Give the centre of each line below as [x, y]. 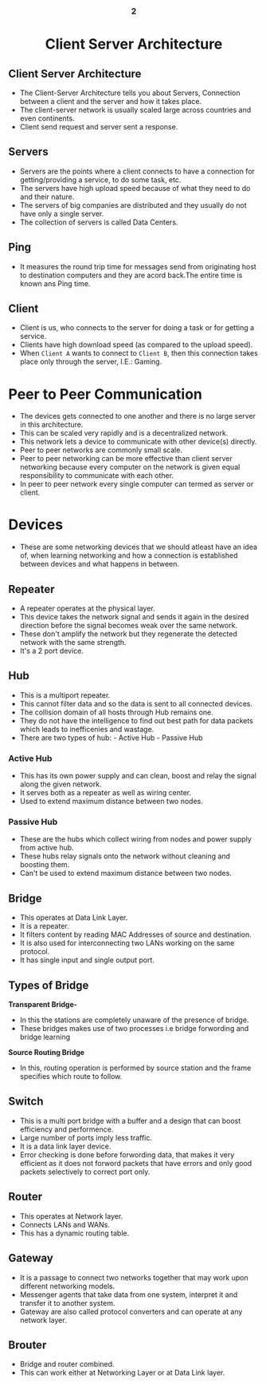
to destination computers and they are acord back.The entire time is [131, 275]
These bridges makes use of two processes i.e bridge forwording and [134, 1029]
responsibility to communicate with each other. [96, 476]
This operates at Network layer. [71, 1216]
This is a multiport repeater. [65, 695]
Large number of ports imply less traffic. [86, 1137]
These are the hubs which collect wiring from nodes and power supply [136, 839]
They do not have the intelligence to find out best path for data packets [136, 720]
